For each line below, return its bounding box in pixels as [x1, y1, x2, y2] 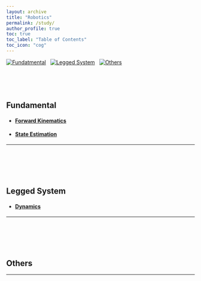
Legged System [6, 186, 66, 197]
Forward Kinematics [14, 117, 67, 124]
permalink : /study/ [6, 20, 55, 26]
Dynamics [14, 203, 41, 210]
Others [6, 258, 33, 268]
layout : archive [6, 8, 47, 15]
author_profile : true [6, 25, 60, 32]
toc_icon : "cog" [6, 43, 47, 49]
